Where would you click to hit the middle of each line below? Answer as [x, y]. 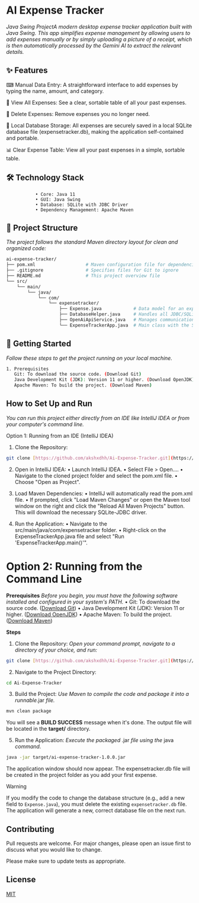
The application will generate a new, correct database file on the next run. [96, 811]
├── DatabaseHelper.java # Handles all [113, 314]
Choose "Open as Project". [47, 482]
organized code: [26, 249]
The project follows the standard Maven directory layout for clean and [92, 242]
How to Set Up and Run [49, 404]
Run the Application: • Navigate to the [61, 524]
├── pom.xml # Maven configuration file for [86, 265]
